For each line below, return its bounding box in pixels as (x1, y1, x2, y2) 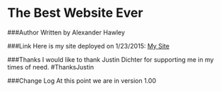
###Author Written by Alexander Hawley (7, 28, 126, 37)
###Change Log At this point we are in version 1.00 (7, 76, 157, 85)
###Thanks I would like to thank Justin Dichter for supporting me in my (7, 55, 214, 64)
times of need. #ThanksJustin (7, 63, 94, 71)
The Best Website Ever (7, 5, 143, 21)
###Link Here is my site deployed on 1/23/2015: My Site (7, 41, 169, 50)
